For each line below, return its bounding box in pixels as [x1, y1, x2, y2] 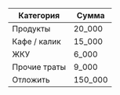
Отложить [12, 75, 50, 85]
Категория [18, 10, 60, 20]
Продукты [12, 24, 51, 34]
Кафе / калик [12, 36, 61, 46]
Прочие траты [12, 62, 67, 72]
